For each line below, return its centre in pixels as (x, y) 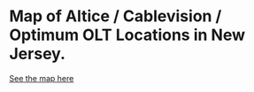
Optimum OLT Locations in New (127, 35)
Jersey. (38, 54)
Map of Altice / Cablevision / (115, 16)
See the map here (42, 78)
